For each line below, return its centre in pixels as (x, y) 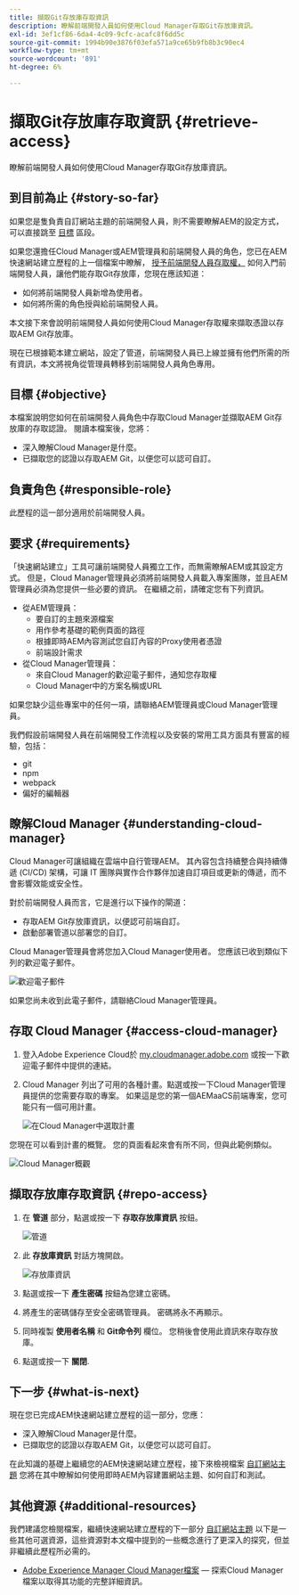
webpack (39, 783)
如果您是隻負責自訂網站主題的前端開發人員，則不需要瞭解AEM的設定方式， (146, 221)
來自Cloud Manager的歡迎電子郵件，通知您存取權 (126, 675)
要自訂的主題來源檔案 (74, 619)
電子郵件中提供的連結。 (73, 1065)
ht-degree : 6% (36, 68)
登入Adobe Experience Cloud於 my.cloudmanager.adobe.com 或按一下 (152, 1054)
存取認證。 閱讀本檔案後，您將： (92, 429)
